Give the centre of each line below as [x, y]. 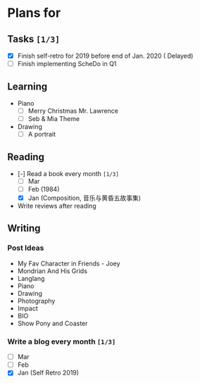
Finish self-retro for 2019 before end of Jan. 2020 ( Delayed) [105, 56]
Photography [36, 301]
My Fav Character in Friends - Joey [69, 263]
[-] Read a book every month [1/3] [68, 173]
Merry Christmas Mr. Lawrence [73, 111]
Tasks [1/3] [34, 39]
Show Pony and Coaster [52, 323]
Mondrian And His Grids [52, 271]
